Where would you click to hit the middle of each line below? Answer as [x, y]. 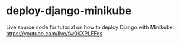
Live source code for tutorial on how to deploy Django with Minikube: [90, 27]
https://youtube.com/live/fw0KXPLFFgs [54, 33]
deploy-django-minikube [69, 11]
